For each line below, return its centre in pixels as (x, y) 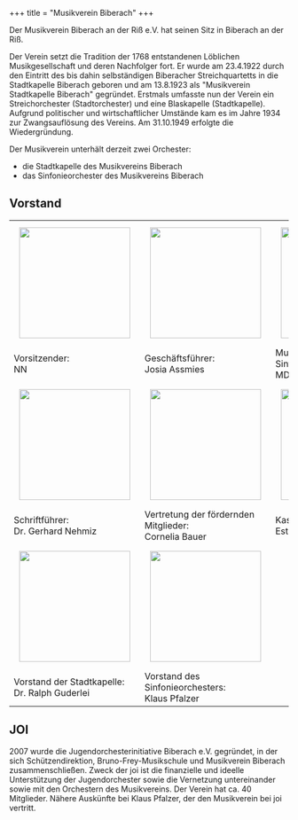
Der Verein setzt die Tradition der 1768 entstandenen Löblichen (125, 56)
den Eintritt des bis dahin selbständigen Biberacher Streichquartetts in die (144, 75)
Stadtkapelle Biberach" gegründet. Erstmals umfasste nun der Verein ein (142, 94)
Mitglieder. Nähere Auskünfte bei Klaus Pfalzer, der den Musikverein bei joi (145, 798)
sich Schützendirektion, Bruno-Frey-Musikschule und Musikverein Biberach (147, 761)
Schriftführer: (41, 519)
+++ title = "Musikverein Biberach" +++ (82, 13)
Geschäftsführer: (180, 358)
